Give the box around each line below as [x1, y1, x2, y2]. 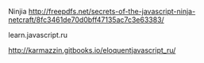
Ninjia [8, 7, 27, 16]
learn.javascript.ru [8, 31, 67, 39]
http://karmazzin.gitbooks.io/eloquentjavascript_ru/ [8, 46, 176, 54]
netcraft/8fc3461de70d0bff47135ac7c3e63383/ [8, 15, 164, 24]
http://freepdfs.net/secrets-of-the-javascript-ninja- [28, 7, 196, 16]
